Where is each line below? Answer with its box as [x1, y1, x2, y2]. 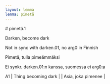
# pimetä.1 [5, 25, 26, 31]
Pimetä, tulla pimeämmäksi [5, 54, 60, 60]
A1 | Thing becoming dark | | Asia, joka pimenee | [5, 73, 106, 79]
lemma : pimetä [5, 12, 35, 17]
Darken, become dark [5, 35, 50, 41]
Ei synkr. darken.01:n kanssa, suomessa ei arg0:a [5, 64, 106, 70]
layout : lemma [5, 7, 35, 12]
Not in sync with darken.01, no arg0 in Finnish [5, 44, 98, 50]
